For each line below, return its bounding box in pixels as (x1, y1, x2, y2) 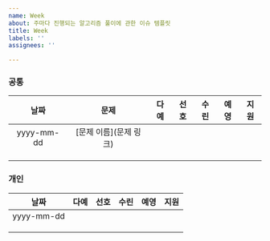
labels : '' (8, 34, 45, 42)
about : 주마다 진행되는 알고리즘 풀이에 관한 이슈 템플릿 (8, 19, 171, 27)
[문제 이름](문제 (75, 127, 133, 138)
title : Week (8, 26, 48, 34)
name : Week (8, 11, 45, 20)
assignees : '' (8, 42, 56, 50)
